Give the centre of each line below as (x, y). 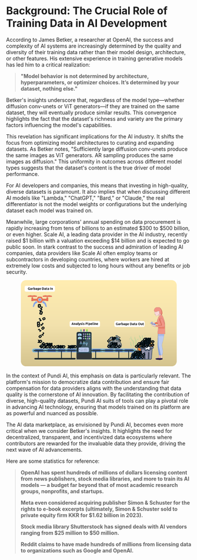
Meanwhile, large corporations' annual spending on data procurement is (94, 221)
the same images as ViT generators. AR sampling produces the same (90, 155)
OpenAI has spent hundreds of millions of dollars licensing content (104, 473)
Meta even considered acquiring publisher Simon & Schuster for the (105, 503)
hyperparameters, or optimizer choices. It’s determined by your (100, 82)
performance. (23, 174)
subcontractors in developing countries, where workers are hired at (88, 259)
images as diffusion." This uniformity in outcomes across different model (94, 161)
